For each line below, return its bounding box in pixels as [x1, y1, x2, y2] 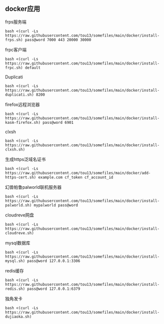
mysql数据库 [5, 240, 31, 246]
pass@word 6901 [42, 120, 74, 125]
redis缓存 [5, 268, 24, 273]
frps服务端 [5, 19, 27, 25]
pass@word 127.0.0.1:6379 [27, 286, 80, 291]
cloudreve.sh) [5, 230, 34, 235]
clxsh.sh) [5, 147, 26, 152]
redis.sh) [5, 286, 26, 291]
